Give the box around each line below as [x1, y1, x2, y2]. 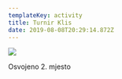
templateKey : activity [8, 11, 83, 20]
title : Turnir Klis [8, 19, 72, 27]
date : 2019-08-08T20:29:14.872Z [8, 26, 114, 34]
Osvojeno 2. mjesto [8, 62, 71, 71]
